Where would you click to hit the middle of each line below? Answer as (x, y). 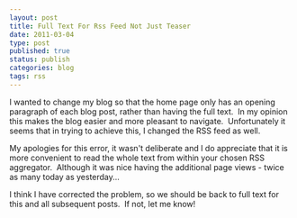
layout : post (34, 18)
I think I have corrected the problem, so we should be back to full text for (144, 194)
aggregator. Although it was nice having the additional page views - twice (147, 167)
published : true (40, 51)
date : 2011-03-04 (42, 34)
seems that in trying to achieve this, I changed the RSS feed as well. (135, 131)
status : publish (40, 59)
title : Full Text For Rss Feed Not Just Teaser (100, 26)
